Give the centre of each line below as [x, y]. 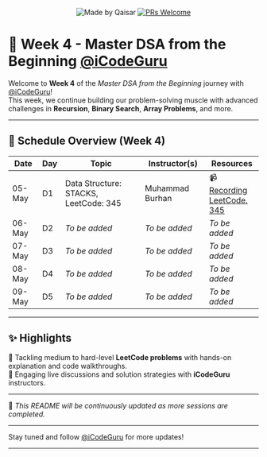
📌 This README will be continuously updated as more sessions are [118, 405]
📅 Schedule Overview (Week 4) [87, 141]
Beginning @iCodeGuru [88, 62]
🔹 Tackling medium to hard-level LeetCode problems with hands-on [120, 357]
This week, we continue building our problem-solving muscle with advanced [133, 100]
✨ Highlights [40, 338]
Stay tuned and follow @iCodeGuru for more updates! [96, 436]
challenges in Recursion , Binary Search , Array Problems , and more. [121, 108]
